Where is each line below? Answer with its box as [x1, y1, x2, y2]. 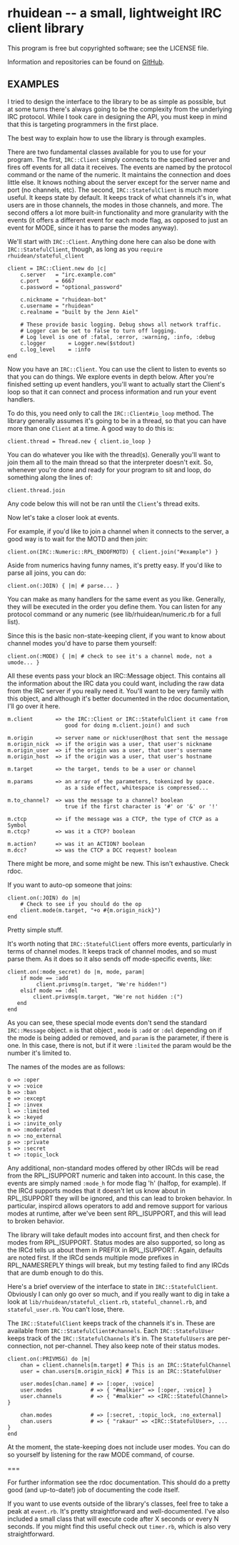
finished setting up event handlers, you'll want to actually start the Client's [7, 379, 225, 388]
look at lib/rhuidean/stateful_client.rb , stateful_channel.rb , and [7, 1297, 207, 1306]
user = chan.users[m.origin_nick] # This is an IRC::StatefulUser [20, 1367, 222, 1375]
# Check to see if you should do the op [20, 900, 142, 907]
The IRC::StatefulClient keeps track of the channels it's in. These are [7, 1318, 215, 1327]
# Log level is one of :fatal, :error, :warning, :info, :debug [20, 333, 215, 340]
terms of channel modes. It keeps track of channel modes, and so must [7, 947, 217, 955]
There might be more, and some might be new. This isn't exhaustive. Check [7, 859, 230, 867]
